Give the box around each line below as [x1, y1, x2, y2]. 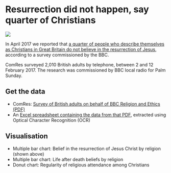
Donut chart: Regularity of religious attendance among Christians [12, 162, 150, 168]
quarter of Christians [5, 14, 96, 26]
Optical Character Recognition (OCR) [12, 117, 91, 123]
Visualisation [5, 132, 48, 141]
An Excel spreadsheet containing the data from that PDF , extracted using [12, 111, 166, 118]
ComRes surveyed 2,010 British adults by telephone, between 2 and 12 [5, 61, 154, 67]
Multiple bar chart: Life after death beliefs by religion [12, 156, 124, 162]
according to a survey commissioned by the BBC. [5, 52, 109, 58]
